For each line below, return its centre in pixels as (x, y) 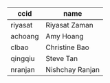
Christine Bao (67, 47)
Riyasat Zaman (70, 25)
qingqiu (23, 59)
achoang (25, 36)
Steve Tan (62, 59)
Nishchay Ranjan (73, 70)
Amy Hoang (65, 36)
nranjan (23, 70)
